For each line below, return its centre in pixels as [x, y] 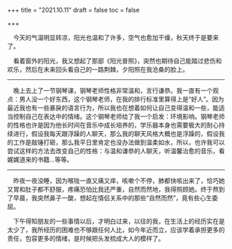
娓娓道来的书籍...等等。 [40, 159]
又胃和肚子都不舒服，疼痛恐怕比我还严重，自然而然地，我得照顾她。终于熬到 [116, 189]
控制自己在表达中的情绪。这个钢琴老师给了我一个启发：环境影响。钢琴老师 [119, 116]
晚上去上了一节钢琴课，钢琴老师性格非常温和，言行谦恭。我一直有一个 [113, 90]
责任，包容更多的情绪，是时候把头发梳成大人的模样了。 [86, 238]
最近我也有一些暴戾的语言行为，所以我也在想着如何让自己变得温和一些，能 [113, 108]
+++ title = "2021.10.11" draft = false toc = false [74, 10]
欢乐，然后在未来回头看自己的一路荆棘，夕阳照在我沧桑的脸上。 [98, 69]
